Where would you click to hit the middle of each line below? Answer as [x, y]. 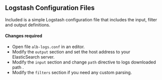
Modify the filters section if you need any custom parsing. [72, 73]
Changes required [24, 36]
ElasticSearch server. [33, 57]
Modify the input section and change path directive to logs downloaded [84, 62]
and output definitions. [28, 25]
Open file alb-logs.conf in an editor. [48, 47]
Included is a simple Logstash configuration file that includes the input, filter [81, 19]
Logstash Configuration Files [50, 8]
